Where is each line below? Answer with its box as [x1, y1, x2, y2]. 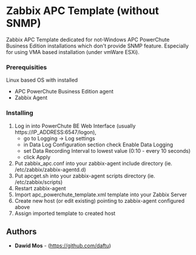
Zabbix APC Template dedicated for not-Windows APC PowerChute [6, 36, 170, 43]
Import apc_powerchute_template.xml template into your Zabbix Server [14, 191, 187, 198]
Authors [6, 226, 37, 236]
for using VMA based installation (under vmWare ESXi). [6, 48, 139, 55]
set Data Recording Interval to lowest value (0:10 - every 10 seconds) [23, 147, 191, 154]
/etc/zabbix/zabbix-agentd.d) [14, 166, 87, 173]
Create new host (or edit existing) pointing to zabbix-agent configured [14, 197, 185, 204]
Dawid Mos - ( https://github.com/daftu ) [14, 242, 111, 249]
